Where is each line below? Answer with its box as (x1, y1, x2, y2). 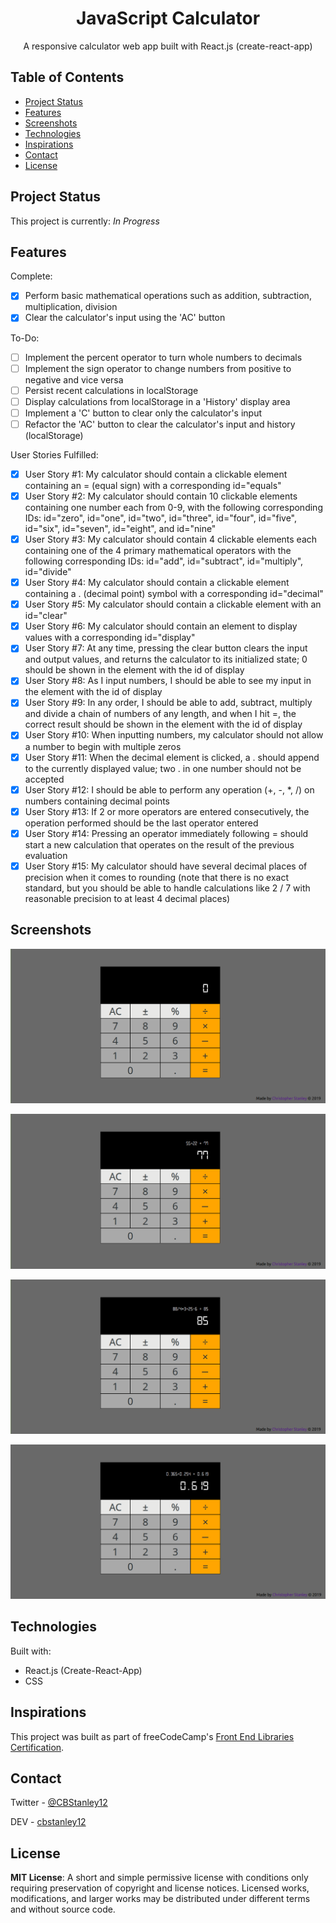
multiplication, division (24, 301, 118, 313)
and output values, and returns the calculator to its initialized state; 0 (24, 653, 308, 666)
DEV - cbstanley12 (10, 1816, 87, 1828)
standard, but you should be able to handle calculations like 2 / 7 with (24, 882, 311, 894)
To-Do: (10, 332, 40, 344)
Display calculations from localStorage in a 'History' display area (24, 395, 291, 407)
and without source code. (10, 1903, 116, 1916)
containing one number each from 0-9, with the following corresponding (24, 502, 323, 513)
